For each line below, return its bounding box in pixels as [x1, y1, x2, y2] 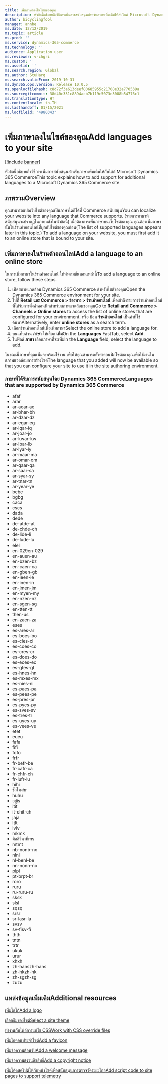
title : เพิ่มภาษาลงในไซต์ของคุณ [5, 7, 56, 13]
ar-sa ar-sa [12, 467, 34, 473]
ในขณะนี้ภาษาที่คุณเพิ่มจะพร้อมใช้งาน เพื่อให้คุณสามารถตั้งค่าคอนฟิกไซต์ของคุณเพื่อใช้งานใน [5, 352, 155, 358]
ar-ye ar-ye [12, 483, 35, 489]
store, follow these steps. [5, 277, 57, 283]
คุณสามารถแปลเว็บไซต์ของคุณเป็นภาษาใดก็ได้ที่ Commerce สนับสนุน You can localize [5, 207, 156, 213]
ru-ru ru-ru [12, 889, 33, 895]
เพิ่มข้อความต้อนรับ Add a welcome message [5, 1047, 88, 1053]
